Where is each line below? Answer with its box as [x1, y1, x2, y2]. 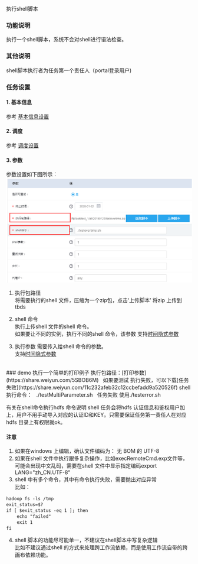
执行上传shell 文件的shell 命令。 [14, 323, 93, 330]
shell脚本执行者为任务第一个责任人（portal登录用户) [6, 67, 132, 74]
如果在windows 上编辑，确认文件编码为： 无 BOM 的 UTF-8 [14, 448, 160, 455]
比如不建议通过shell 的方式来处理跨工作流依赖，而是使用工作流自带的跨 [14, 544, 188, 551]
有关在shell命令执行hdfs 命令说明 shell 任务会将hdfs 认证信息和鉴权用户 [6, 404, 180, 411]
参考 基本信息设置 [6, 113, 49, 120]
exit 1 [16, 520, 33, 526]
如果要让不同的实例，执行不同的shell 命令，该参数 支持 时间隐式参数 [14, 330, 179, 338]
